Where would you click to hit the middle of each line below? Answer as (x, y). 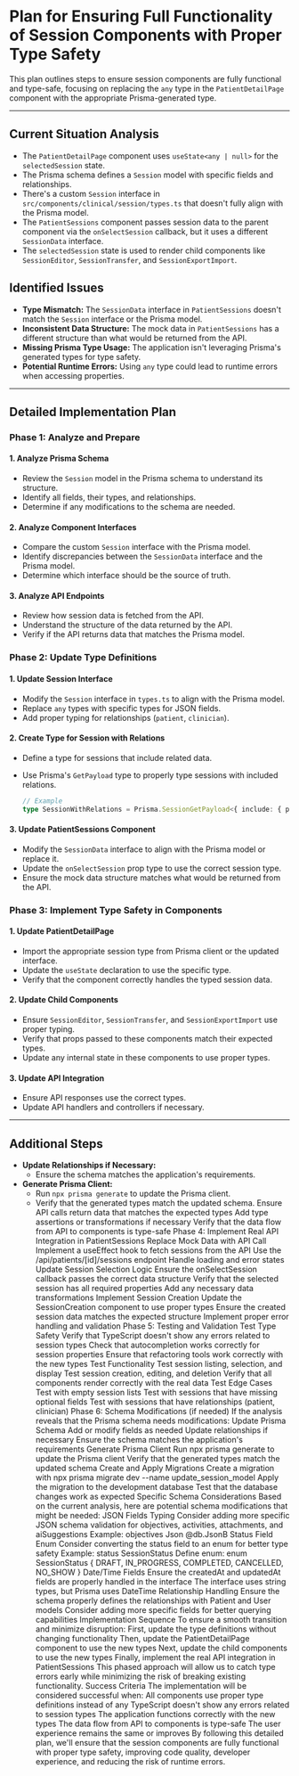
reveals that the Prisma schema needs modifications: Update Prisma (161, 1421)
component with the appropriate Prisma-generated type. (113, 98)
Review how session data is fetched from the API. (113, 616)
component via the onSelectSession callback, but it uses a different (145, 231)
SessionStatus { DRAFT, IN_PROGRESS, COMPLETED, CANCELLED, (159, 1563)
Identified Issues (57, 288)
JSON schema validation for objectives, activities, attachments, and (159, 1525)
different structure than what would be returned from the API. (134, 338)
